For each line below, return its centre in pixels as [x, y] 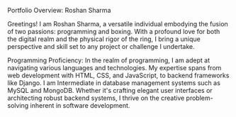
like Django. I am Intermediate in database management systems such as [114, 83]
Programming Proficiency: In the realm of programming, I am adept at [109, 60]
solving [18, 105]
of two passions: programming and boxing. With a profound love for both [114, 32]
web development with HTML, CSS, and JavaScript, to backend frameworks [118, 75]
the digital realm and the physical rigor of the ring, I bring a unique [104, 39]
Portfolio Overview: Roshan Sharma [59, 10]
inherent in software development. [80, 105]
